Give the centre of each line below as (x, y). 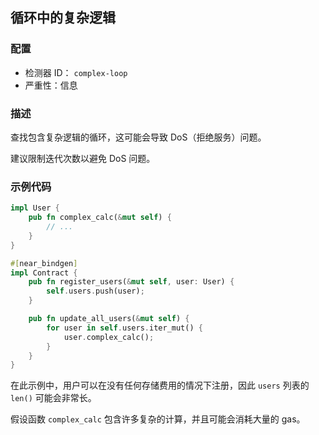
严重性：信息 (51, 85)
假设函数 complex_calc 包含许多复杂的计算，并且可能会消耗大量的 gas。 (158, 419)
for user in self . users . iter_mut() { (124, 328)
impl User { (35, 208)
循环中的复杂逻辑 (63, 18)
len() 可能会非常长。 (53, 398)
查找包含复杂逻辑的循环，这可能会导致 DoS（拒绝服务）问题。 (138, 137)
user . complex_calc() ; (109, 337)
